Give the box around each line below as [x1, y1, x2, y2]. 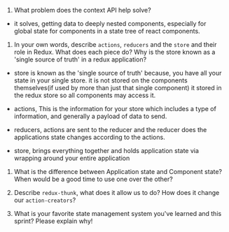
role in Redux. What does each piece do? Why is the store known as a [13, 48, 216, 56]
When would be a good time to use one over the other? [13, 175, 173, 183]
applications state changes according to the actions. [13, 133, 166, 141]
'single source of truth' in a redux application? [13, 55, 147, 64]
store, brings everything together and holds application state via [13, 147, 200, 154]
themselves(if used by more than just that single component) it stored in [13, 84, 222, 92]
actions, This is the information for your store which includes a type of [13, 105, 217, 113]
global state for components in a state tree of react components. [13, 27, 201, 35]
